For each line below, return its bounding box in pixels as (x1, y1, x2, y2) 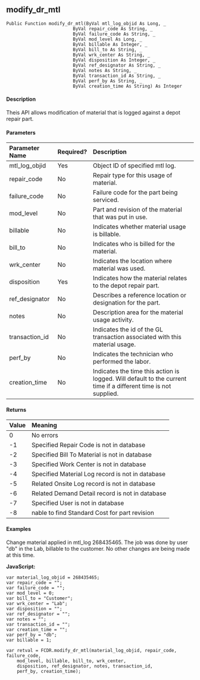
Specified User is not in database (32, 499, 124, 507)
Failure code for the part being (93, 188, 178, 197)
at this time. (6, 551, 35, 558)
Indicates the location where (93, 257, 173, 265)
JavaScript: (6, 563, 36, 570)
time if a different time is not (93, 382, 171, 390)
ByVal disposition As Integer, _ (72, 57, 156, 63)
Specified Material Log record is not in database (32, 470, 165, 479)
